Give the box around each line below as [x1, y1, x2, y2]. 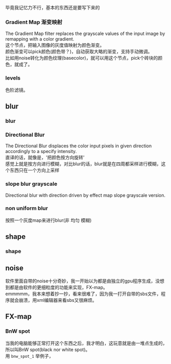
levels [5, 74, 21, 82]
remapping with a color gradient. [5, 36, 74, 42]
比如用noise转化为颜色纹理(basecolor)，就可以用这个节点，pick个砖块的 [5, 55, 158, 61]
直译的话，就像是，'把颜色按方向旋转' [5, 155, 85, 161]
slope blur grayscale [5, 180, 58, 187]
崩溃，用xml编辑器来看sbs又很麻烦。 [18, 297, 97, 303]
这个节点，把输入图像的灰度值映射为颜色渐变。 [5, 42, 104, 48]
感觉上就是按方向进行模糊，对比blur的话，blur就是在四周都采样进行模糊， [5, 161, 162, 167]
